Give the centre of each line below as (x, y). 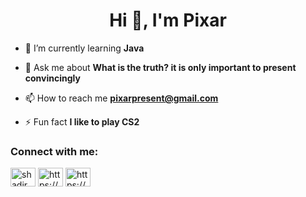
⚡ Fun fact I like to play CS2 (82, 121)
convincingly (52, 78)
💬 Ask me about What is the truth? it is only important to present (160, 67)
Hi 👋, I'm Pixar (168, 20)
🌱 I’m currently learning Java (84, 48)
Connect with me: (54, 151)
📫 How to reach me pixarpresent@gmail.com (121, 98)
